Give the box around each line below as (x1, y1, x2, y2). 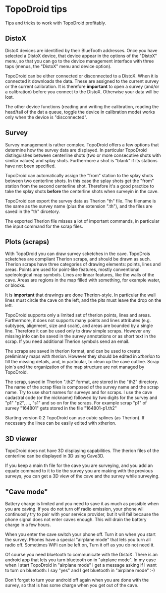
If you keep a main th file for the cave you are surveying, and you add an (5, 462, 153, 468)
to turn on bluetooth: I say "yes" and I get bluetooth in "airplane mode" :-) (5, 567, 155, 573)
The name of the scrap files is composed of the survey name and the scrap (5, 384, 159, 390)
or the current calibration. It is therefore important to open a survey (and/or (5, 83, 160, 89)
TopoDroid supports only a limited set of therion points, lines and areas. (5, 312, 151, 318)
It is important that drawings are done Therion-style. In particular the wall (5, 292, 156, 298)
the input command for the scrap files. (5, 223, 83, 229)
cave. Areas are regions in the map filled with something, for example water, (5, 277, 161, 283)
